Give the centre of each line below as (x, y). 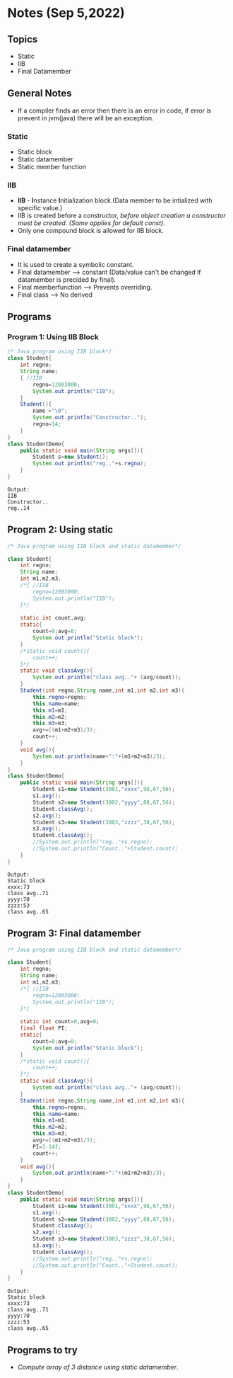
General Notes (40, 93)
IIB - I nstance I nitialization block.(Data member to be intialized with (115, 200)
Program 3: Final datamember (74, 934)
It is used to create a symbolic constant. (76, 264)
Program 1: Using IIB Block (53, 337)
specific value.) (40, 208)
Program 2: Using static (60, 530)
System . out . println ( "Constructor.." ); (90, 418)
